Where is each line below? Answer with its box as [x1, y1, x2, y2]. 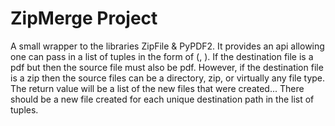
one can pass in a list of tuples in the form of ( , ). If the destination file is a [10, 50, 314, 62]
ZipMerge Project [10, 7, 158, 30]
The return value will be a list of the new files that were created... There [10, 82, 305, 94]
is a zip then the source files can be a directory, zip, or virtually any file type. [10, 72, 326, 84]
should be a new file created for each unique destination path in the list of [10, 93, 315, 105]
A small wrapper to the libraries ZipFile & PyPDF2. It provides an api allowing [10, 40, 325, 52]
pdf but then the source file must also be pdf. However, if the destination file [10, 61, 324, 73]
